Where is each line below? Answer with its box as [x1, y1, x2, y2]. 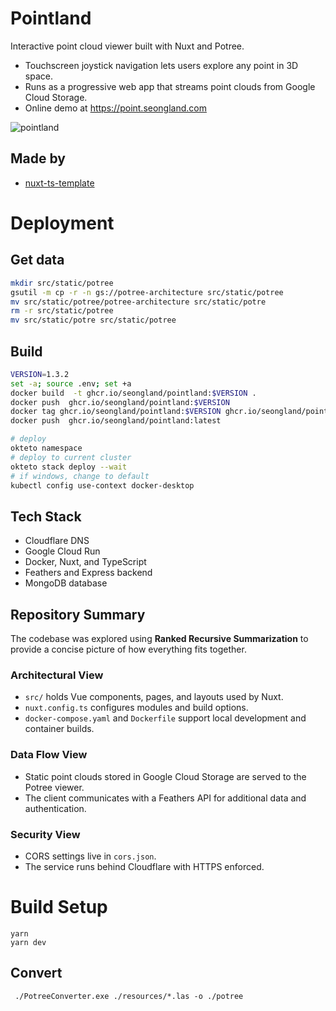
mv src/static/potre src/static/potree [10, 315, 177, 326]
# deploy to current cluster [10, 452, 132, 462]
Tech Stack [10, 508, 82, 525]
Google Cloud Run [24, 545, 101, 557]
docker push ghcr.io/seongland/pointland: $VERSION [10, 397, 230, 407]
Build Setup [10, 896, 108, 919]
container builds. [24, 723, 95, 735]
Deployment [10, 212, 115, 234]
